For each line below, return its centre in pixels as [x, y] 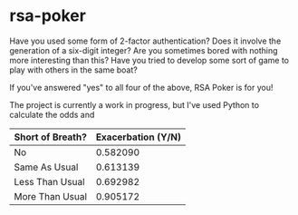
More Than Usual [51, 196]
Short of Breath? [51, 137]
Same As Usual [46, 167]
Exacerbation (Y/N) [138, 137]
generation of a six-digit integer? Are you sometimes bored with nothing [144, 50]
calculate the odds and [52, 114]
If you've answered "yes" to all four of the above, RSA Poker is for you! [141, 87]
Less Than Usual [49, 181]
